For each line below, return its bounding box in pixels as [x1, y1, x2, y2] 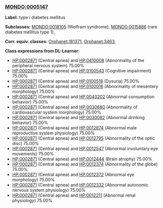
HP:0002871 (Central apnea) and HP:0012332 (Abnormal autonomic [12, 182, 149, 188]
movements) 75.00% [12, 151, 54, 157]
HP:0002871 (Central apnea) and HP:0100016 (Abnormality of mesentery [12, 83, 159, 89]
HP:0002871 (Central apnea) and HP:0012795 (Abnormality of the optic [12, 135, 155, 141]
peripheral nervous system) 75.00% [12, 62, 84, 69]
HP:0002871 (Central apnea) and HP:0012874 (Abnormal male [12, 125, 137, 131]
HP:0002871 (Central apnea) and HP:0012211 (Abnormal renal [12, 192, 136, 198]
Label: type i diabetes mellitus [5, 15, 66, 21]
